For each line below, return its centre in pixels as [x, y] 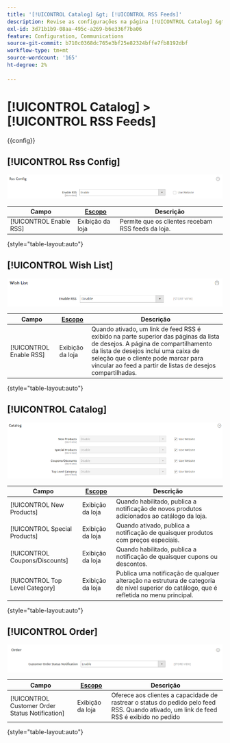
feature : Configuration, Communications [66, 36]
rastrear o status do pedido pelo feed [163, 702]
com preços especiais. [148, 540]
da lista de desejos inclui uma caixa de [145, 351]
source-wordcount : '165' [42, 58]
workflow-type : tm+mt [38, 51]
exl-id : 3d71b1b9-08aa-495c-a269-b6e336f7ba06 [75, 29]
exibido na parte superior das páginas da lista [155, 337]
